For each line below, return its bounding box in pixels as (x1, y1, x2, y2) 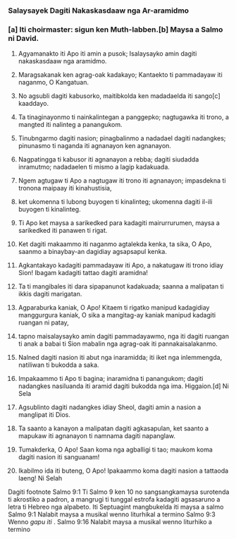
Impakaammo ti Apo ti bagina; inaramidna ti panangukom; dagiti (18, 375, 204, 383)
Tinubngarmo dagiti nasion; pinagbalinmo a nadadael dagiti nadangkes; (18, 134, 226, 143)
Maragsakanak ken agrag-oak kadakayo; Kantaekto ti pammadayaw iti (18, 71, 223, 79)
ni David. (8, 33, 39, 43)
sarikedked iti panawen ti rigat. (18, 226, 108, 235)
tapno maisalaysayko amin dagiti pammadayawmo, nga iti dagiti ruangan (18, 332, 230, 341)
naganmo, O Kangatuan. (18, 78, 89, 87)
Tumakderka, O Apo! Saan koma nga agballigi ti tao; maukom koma (18, 445, 213, 454)
